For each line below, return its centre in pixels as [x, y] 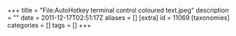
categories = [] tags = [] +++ [49, 25]
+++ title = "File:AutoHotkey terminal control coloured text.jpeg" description [118, 10]
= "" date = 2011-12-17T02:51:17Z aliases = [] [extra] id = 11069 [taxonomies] [119, 18]
